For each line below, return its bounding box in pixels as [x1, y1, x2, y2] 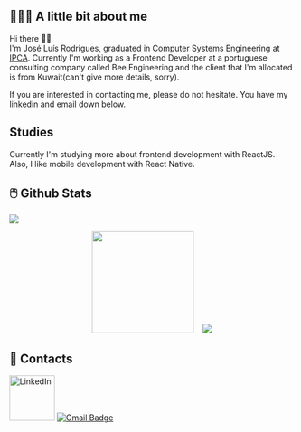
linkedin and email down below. [9, 99, 127, 109]
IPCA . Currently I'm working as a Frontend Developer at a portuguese [9, 52, 268, 63]
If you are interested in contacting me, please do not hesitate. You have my [9, 89, 288, 99]
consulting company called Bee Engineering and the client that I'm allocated [9, 61, 293, 72]
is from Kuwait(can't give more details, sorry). [9, 71, 180, 82]
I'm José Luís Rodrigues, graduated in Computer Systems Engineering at [9, 42, 280, 53]
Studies [9, 125, 54, 140]
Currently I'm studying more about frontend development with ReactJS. [9, 148, 276, 159]
